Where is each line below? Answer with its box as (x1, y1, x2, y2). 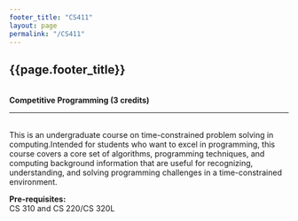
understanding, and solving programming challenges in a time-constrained (9, 167, 282, 178)
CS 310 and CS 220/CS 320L (9, 203, 115, 214)
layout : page (9, 21, 58, 30)
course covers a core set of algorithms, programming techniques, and (9, 149, 265, 159)
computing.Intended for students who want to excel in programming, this (9, 139, 276, 150)
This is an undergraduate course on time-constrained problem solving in (9, 130, 274, 141)
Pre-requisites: (9, 194, 67, 204)
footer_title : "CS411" (9, 12, 93, 22)
